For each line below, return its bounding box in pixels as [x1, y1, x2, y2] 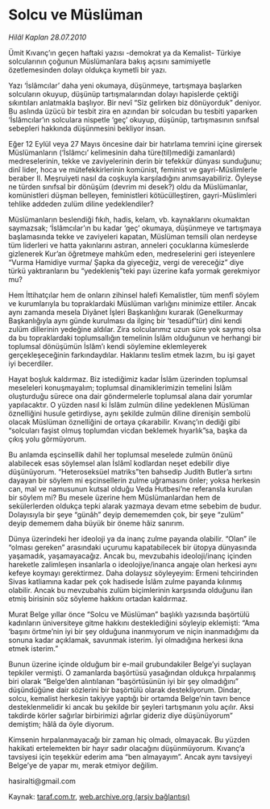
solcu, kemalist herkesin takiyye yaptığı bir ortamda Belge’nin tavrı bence [8, 693, 251, 703]
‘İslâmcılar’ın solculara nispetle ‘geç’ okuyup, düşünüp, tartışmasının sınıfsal [8, 114, 260, 124]
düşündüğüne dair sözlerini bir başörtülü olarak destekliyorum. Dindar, [8, 685, 242, 695]
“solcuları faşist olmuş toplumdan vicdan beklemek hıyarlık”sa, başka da [8, 425, 247, 435]
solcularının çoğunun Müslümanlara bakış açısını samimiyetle [8, 56, 211, 66]
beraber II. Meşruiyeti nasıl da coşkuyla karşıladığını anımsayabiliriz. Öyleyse [8, 173, 263, 183]
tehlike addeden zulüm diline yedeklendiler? [8, 199, 155, 209]
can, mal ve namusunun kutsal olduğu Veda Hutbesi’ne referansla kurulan [8, 483, 253, 493]
